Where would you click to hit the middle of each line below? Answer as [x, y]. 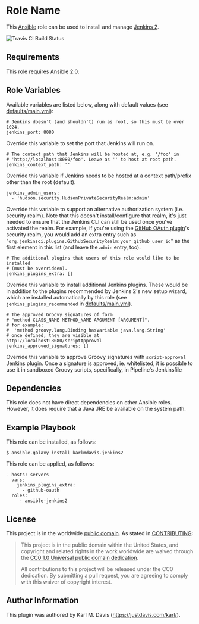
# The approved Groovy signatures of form [59, 314]
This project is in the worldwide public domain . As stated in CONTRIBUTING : [100, 533]
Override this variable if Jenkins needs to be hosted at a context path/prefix [99, 176]
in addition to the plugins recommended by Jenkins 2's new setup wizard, [97, 291]
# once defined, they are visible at [53, 335]
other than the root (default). [41, 182]
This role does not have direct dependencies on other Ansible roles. [89, 403]
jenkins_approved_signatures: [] [48, 346]
